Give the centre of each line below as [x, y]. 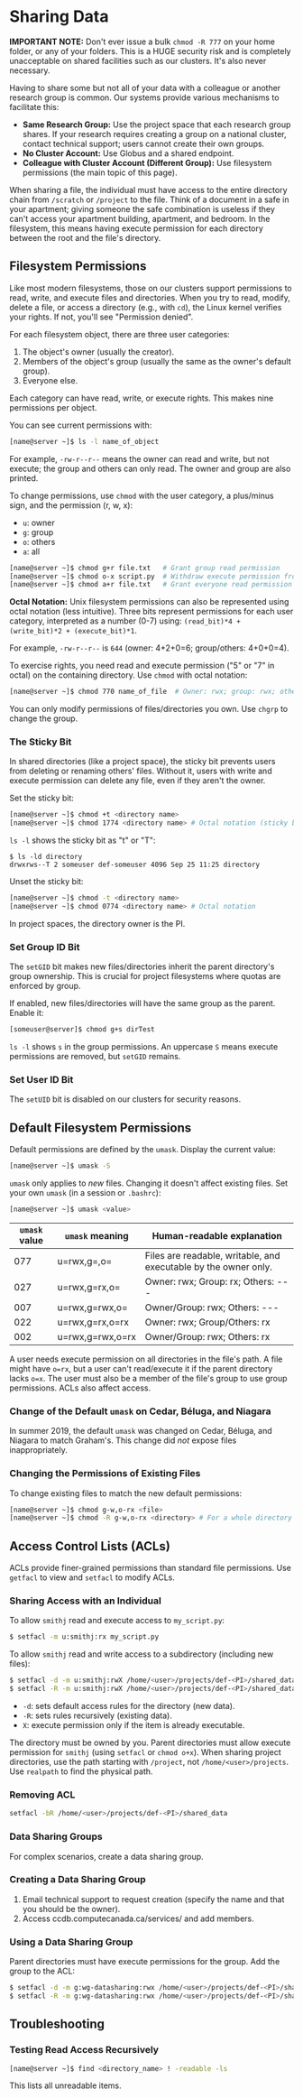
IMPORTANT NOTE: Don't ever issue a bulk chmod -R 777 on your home [142, 42]
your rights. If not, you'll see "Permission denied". [101, 317]
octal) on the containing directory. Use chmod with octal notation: [129, 675]
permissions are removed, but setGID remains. [95, 1057]
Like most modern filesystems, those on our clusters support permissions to [151, 288]
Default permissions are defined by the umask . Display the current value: [143, 1150]
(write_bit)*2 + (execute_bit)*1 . [73, 631]
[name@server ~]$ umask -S [60, 1166]
